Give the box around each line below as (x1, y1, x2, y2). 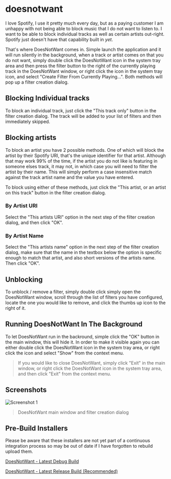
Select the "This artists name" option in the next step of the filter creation (5, 244, 159, 250)
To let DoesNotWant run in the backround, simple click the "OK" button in (5, 333, 160, 340)
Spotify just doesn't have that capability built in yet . (5, 36, 113, 43)
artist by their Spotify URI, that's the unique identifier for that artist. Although (5, 152, 166, 158)
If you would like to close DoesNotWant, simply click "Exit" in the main (17, 360, 165, 366)
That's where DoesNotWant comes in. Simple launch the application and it (5, 46, 161, 52)
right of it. (5, 305, 26, 311)
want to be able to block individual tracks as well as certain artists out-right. (5, 31, 165, 37)
